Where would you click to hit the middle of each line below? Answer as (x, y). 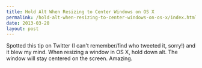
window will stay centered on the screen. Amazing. (69, 58)
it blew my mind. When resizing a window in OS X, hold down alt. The (92, 52)
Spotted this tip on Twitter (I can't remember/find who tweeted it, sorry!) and (101, 46)
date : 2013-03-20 (28, 23)
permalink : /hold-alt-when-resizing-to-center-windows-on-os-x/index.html (102, 17)
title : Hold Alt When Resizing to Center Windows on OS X (80, 12)
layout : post (23, 29)
